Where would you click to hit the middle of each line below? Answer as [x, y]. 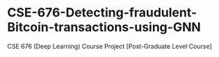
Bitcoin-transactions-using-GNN [104, 27]
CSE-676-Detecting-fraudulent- [102, 13]
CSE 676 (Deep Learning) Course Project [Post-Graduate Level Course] [109, 46]
